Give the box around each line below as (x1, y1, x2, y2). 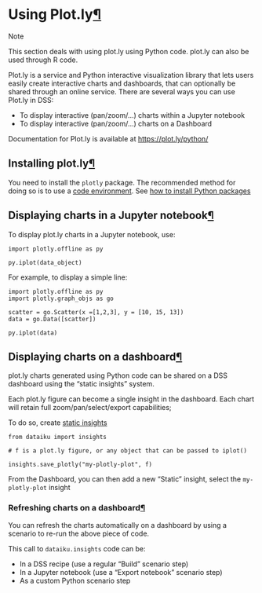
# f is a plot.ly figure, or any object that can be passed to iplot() (8, 447, 247, 455)
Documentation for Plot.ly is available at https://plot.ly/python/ (8, 134, 209, 143)
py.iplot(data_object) (8, 258, 82, 266)
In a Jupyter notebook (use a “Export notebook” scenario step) (19, 567, 223, 577)
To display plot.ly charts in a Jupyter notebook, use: (8, 229, 176, 239)
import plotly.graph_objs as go (8, 295, 114, 302)
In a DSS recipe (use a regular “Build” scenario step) (19, 559, 189, 569)
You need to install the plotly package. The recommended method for (8, 178, 236, 187)
